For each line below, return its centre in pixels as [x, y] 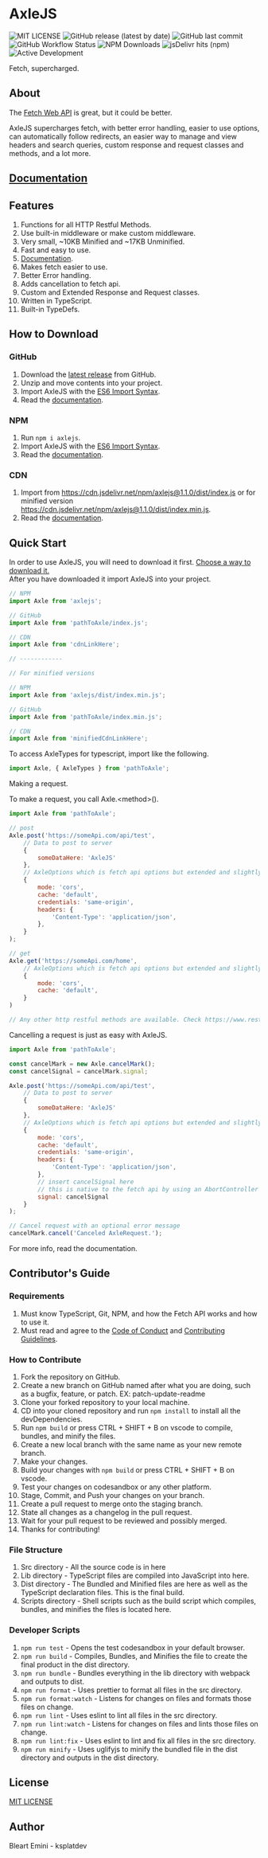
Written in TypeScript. [56, 300]
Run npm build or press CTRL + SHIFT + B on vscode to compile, [126, 1428]
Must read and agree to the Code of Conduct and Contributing [123, 1330]
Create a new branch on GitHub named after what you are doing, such [136, 1386]
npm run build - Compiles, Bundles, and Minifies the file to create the [134, 1656]
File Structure [36, 1550]
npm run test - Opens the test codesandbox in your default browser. [133, 1647]
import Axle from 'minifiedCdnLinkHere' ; [79, 739]
